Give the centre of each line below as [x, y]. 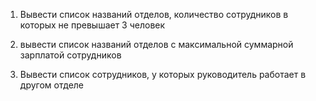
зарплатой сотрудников [70, 55]
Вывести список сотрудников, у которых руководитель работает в [163, 74]
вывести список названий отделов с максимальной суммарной [156, 44]
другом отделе [52, 85]
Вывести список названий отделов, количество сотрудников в [154, 14]
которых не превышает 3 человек [92, 25]
